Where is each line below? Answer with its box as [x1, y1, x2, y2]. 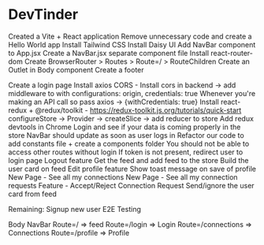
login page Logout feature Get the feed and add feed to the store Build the [8, 155, 249, 165]
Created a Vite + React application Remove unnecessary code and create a [8, 32, 252, 41]
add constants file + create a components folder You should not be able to [8, 139, 250, 148]
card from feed [8, 189, 58, 199]
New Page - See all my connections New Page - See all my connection [8, 172, 238, 182]
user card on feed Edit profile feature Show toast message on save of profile [8, 164, 256, 173]
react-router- [210, 48, 254, 58]
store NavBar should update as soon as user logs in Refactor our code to [8, 130, 244, 139]
